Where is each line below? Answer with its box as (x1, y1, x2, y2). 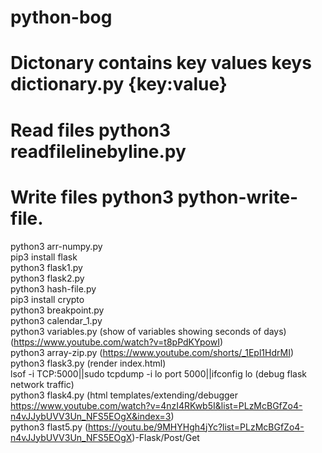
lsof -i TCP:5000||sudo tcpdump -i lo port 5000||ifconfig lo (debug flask (10, 367, 307, 380)
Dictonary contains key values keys (10, 52, 312, 75)
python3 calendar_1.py (10, 314, 103, 326)
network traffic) (10, 378, 75, 390)
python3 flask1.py (10, 261, 83, 273)
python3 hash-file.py (10, 282, 97, 295)
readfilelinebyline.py (10, 140, 187, 163)
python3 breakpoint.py (10, 304, 105, 316)
